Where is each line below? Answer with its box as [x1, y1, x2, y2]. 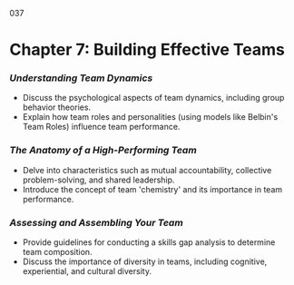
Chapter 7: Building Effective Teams [9, 40, 286, 60]
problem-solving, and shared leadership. [22, 174, 175, 185]
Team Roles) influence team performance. [22, 122, 181, 133]
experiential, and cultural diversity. [22, 266, 152, 277]
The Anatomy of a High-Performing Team [9, 144, 197, 157]
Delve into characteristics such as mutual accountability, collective [22, 164, 272, 175]
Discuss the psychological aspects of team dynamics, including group [22, 93, 285, 103]
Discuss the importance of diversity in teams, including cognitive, [22, 256, 268, 267]
